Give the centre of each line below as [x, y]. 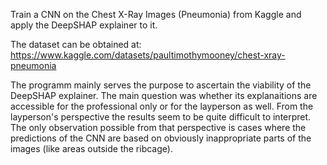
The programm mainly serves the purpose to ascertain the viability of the [161, 85]
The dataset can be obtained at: [76, 44]
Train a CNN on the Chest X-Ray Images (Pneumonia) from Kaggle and [156, 14]
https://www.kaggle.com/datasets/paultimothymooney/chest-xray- [148, 55]
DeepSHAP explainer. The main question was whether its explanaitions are [164, 95]
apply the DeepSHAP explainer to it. [84, 25]
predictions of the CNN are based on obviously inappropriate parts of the [161, 138]
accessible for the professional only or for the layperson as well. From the [162, 106]
